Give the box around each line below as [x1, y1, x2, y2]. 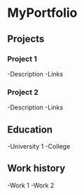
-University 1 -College [7, 142, 71, 150]
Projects [7, 33, 45, 45]
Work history [7, 163, 66, 175]
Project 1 [7, 54, 37, 64]
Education [7, 123, 53, 135]
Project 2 [7, 87, 38, 97]
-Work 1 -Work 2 [7, 181, 55, 189]
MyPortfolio [7, 5, 78, 21]
